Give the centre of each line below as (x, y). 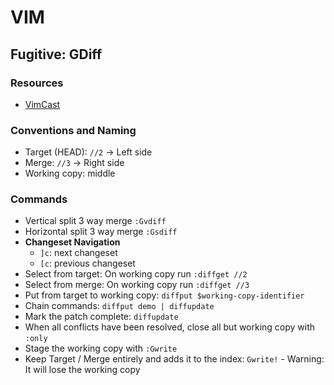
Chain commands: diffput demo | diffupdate (119, 306)
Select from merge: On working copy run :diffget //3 (137, 285)
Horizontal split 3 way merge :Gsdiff (101, 232)
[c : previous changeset (87, 263)
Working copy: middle (70, 173)
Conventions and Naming (73, 130)
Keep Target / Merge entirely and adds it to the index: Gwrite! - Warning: (174, 359)
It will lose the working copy (82, 370)
